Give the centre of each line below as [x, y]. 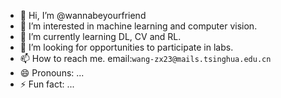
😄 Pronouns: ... [52, 73]
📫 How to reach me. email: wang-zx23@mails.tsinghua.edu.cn [145, 58]
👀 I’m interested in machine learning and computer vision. [138, 26]
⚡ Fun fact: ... [47, 84]
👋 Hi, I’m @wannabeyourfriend [83, 15]
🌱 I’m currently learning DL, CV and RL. [100, 36]
